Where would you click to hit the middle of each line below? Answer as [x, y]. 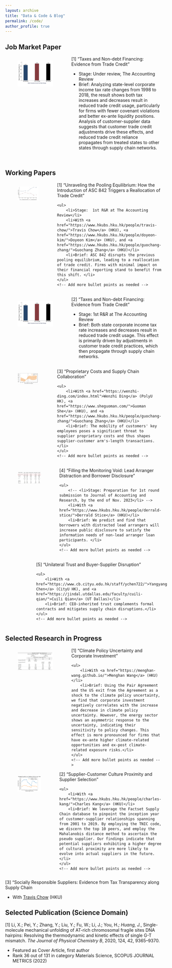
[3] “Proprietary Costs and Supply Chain [98, 371]
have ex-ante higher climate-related [110, 740]
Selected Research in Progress [54, 639]
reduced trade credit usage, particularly [119, 106]
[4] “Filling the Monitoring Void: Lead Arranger [107, 470]
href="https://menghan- [131, 670]
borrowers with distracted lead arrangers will [109, 525]
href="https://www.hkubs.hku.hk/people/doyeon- [107, 235]
